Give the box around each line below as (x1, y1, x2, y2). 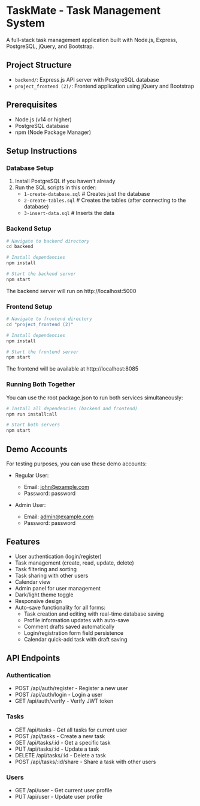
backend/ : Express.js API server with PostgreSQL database (14, 76, 159, 83)
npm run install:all (6, 411, 58, 417)
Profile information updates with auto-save (23, 616, 130, 623)
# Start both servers (6, 422, 60, 428)
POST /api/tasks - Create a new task (14, 732, 105, 739)
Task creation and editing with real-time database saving (23, 610, 164, 617)
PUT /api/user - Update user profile (14, 793, 103, 801)
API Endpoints (6, 653, 60, 664)
